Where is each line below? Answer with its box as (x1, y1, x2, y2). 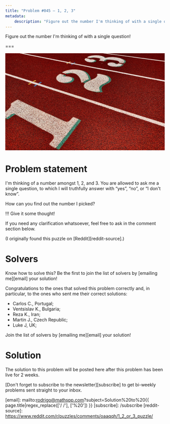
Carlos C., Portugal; (12, 300, 54, 306)
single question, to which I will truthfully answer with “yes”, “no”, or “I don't (5, 185, 161, 191)
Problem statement (5, 163, 88, 175)
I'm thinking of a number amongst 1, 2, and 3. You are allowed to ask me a (5, 180, 159, 186)
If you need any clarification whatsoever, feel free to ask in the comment (5, 220, 156, 226)
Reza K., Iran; (12, 311, 40, 317)
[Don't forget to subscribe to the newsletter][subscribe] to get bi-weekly (5, 381, 156, 387)
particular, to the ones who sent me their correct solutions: (5, 291, 127, 297)
